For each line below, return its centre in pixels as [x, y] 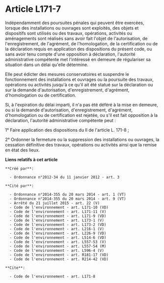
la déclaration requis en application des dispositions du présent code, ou [79, 49]
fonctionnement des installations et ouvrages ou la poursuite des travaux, [79, 79]
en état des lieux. [23, 150]
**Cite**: [15, 268]
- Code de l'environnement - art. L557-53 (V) [58, 242]
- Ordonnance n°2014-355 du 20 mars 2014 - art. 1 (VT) [68, 194]
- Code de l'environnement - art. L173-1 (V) [57, 220]
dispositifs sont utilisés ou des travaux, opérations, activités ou [69, 33]
